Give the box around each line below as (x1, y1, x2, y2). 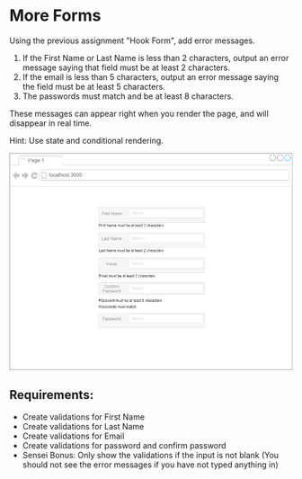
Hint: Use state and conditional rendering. (9, 135, 164, 146)
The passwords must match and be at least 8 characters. (22, 91, 234, 102)
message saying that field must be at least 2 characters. (22, 62, 231, 73)
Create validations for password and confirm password (22, 439, 226, 450)
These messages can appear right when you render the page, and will (9, 108, 270, 119)
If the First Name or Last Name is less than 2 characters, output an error (22, 52, 289, 63)
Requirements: (9, 387, 94, 403)
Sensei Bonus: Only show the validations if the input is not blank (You (22, 449, 280, 460)
